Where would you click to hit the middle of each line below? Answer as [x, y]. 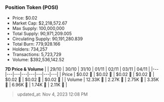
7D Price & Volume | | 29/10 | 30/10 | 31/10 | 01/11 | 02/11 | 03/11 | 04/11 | [78, 69]
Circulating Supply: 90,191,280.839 [47, 39]
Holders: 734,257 [30, 49]
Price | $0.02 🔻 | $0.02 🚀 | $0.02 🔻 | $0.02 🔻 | [108, 75]
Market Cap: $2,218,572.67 [40, 23]
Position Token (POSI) [32, 7]
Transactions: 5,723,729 [37, 54]
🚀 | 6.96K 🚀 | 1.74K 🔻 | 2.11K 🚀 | [36, 85]
